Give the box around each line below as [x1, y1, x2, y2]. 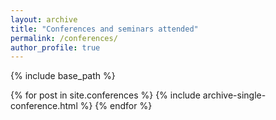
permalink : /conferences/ [10, 33, 118, 43]
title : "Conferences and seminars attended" [10, 24, 199, 34]
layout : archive [10, 14, 78, 25]
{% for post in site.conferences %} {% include [10, 89, 201, 101]
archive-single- [202, 89, 267, 101]
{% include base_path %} [10, 70, 116, 82]
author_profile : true [10, 42, 101, 53]
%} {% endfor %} [79, 100, 153, 112]
